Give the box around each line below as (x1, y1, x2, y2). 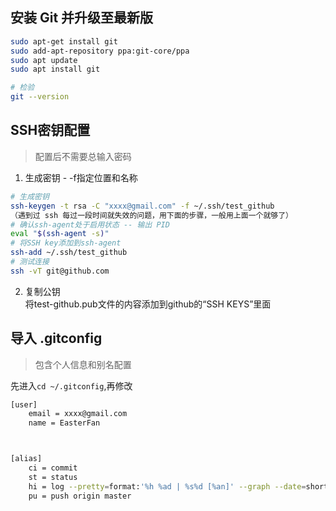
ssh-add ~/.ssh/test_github (10, 248, 128, 258)
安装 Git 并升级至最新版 (10, 9, 154, 27)
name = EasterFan (28, 418, 101, 428)
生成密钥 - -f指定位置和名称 (24, 171, 138, 183)
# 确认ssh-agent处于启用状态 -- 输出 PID (10, 219, 170, 230)
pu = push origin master (28, 491, 132, 501)
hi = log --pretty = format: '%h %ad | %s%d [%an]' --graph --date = (28, 481, 307, 492)
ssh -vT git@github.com (10, 266, 110, 276)
